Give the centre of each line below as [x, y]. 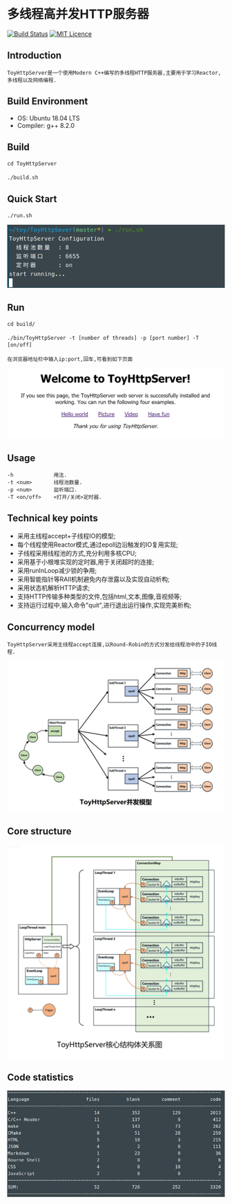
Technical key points [53, 519]
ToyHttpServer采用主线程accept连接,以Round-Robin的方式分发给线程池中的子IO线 [112, 644]
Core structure [39, 831]
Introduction [35, 56]
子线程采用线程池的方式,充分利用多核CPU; [77, 553]
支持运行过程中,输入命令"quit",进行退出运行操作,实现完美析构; [104, 605]
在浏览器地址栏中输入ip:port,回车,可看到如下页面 [70, 359]
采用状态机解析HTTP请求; [54, 587]
